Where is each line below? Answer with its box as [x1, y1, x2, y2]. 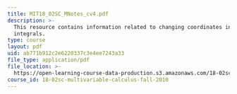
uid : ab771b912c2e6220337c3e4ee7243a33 [7, 50, 125, 57]
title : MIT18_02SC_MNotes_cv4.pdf [7, 10, 109, 18]
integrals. [13, 30, 46, 37]
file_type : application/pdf [7, 57, 90, 64]
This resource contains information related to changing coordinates [13, 23, 222, 30]
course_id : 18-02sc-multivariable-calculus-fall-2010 [7, 76, 169, 83]
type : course [7, 37, 46, 44]
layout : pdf [7, 43, 42, 50]
